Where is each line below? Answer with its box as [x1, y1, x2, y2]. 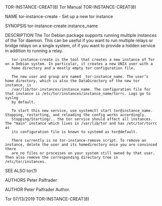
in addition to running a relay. [5, 48, 63, 53]
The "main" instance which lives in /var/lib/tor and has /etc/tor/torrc [5, 121, 158, 126]
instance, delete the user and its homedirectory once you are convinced [5, 142, 158, 147]
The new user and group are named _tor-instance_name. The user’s [11, 74, 149, 79]
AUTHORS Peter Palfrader [5, 177, 57, 183]
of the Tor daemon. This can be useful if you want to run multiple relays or [5, 37, 153, 43]
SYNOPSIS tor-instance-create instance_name [5, 23, 98, 29]
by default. [11, 100, 36, 104]
